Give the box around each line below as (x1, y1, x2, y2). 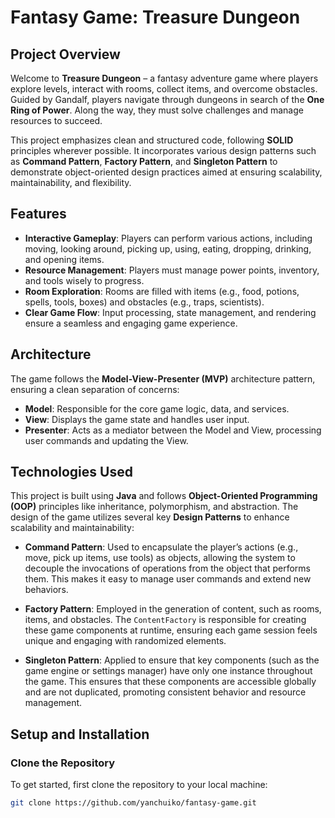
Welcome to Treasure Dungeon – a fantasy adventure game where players (10, 72, 319, 84)
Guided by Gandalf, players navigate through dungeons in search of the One (10, 94, 325, 105)
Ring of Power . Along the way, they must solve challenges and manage (10, 104, 304, 116)
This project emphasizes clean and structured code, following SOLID (10, 134, 294, 146)
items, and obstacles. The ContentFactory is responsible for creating (24, 614, 307, 626)
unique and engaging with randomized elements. (24, 635, 227, 647)
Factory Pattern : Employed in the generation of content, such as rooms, (24, 603, 322, 615)
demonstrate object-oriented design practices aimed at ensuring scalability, (10, 166, 323, 178)
